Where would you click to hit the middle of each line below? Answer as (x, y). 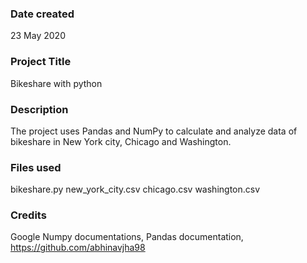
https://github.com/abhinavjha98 (78, 248)
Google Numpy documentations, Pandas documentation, (127, 237)
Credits (28, 215)
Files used (36, 167)
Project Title (41, 62)
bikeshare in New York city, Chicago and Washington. (121, 141)
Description (39, 109)
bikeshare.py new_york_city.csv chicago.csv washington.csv (135, 189)
